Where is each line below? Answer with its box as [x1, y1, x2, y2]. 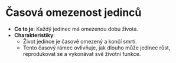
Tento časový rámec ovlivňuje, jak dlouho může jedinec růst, [22, 44, 171, 51]
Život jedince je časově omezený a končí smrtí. [22, 38, 137, 45]
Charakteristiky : [14, 31, 56, 38]
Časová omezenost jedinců [5, 6, 142, 19]
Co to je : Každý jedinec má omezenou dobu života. [14, 25, 138, 32]
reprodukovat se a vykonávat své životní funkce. [22, 50, 141, 57]
